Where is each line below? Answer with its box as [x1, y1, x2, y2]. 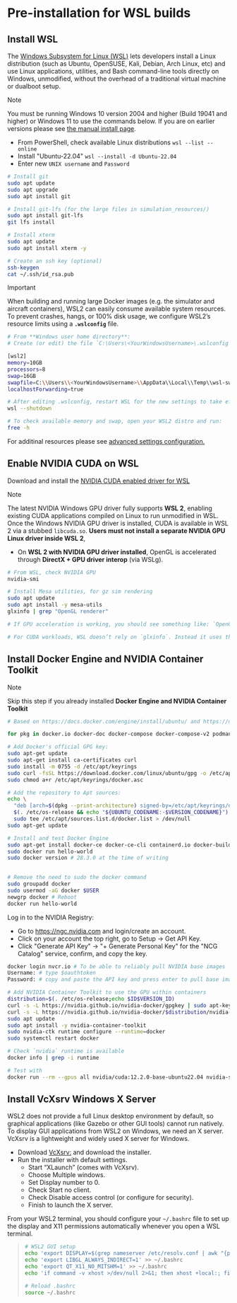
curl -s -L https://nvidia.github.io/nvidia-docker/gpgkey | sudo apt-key [7, 1001, 232, 1009]
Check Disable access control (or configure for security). [28, 1193, 194, 1202]
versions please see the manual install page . [7, 125, 136, 132]
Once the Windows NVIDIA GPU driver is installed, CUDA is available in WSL [7, 519, 229, 527]
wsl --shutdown [7, 405, 52, 412]
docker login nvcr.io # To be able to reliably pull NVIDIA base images [7, 963, 226, 970]
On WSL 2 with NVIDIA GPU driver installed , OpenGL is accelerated [17, 547, 217, 556]
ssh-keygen [7, 264, 39, 271]
